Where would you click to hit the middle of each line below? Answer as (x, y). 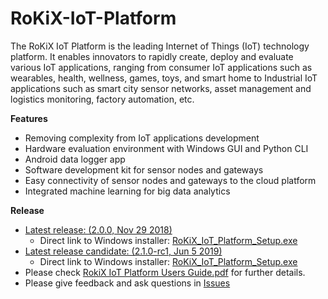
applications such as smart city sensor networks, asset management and (161, 88)
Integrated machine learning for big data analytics (127, 191)
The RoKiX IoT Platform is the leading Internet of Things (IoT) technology (160, 46)
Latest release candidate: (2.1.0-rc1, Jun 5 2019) (123, 251)
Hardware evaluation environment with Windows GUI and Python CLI (166, 148)
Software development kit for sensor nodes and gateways (144, 169)
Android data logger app (75, 159)
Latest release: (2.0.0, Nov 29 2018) (98, 229)
